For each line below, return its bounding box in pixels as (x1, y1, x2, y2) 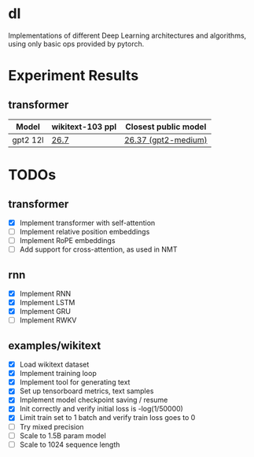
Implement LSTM (19, 298, 75, 308)
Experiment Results (8, 67, 139, 85)
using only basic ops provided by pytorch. (8, 39, 145, 48)
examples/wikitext (8, 339, 101, 352)
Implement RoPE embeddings (19, 236, 116, 245)
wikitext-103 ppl (51, 121, 117, 132)
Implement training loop (19, 369, 97, 378)
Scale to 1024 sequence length (19, 440, 120, 449)
